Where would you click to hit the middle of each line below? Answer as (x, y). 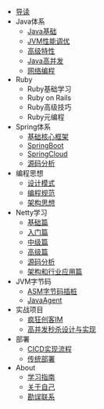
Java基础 (42, 31)
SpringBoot (45, 145)
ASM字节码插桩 (52, 291)
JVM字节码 (34, 281)
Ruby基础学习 (49, 89)
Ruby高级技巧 (49, 107)
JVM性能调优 (48, 41)
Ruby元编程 (46, 117)
